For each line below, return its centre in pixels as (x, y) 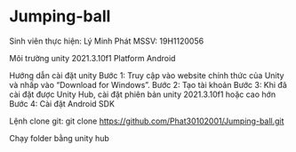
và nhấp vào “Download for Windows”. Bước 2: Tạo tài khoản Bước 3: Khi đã (148, 84)
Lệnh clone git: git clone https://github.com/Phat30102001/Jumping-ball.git (147, 121)
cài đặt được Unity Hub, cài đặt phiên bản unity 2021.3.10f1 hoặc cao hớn (143, 94)
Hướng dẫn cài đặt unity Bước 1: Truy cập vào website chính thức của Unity (147, 75)
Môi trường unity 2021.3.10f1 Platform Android (92, 58)
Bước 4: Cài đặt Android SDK (62, 103)
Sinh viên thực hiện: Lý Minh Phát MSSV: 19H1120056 (107, 41)
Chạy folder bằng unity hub (59, 138)
